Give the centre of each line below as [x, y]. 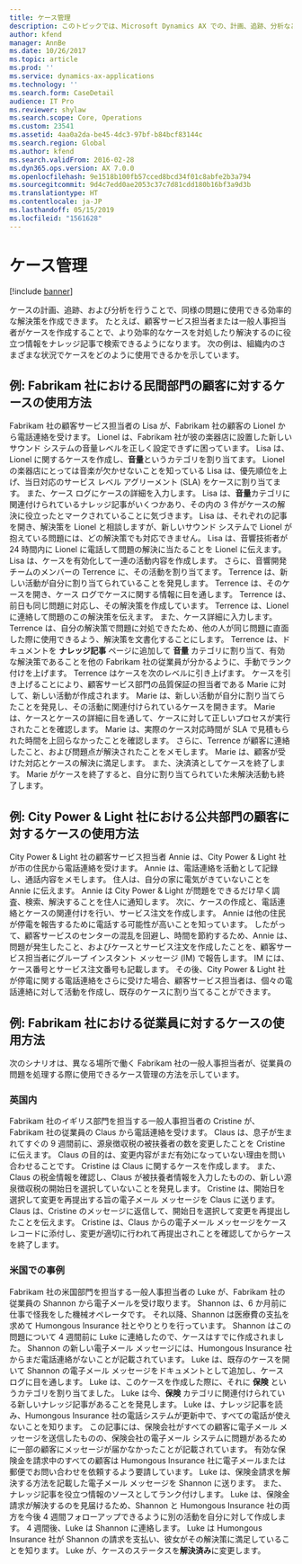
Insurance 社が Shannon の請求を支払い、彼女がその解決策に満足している [146, 1539]
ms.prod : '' [31, 68]
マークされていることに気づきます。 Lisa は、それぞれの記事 [176, 516]
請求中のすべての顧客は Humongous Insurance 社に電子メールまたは [159, 1460]
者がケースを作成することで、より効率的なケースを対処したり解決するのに [147, 332]
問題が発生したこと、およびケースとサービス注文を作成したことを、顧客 [143, 947]
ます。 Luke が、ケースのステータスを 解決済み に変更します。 [153, 1550]
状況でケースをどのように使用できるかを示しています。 [142, 354]
